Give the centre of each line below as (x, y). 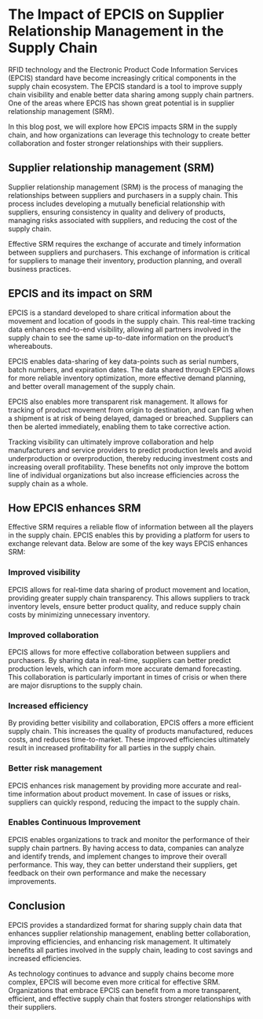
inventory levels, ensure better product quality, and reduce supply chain (124, 606)
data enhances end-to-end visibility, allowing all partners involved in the (125, 329)
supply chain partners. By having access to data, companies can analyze (126, 848)
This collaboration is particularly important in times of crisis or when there (128, 676)
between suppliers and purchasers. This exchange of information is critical (129, 252)
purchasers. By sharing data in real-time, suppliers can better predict (120, 660)
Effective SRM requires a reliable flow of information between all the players (131, 527)
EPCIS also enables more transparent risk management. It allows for (118, 401)
